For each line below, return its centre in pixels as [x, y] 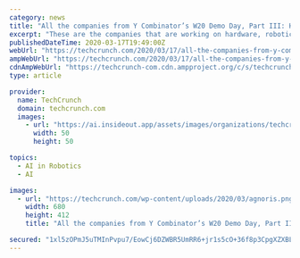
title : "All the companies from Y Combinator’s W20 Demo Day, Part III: [147, 26]
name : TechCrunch [50, 100]
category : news [37, 17]
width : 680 [46, 207]
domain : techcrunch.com [61, 108]
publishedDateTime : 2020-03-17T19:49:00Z [87, 42]
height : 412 [47, 215]
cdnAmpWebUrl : [36, 68]
